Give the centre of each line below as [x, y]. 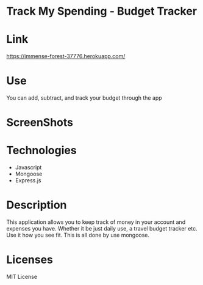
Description [37, 205]
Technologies [42, 150]
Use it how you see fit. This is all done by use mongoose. [78, 235]
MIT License [22, 277]
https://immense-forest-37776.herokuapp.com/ [66, 56]
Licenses [30, 260]
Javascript [28, 168]
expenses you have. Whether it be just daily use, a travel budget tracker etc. [102, 229]
